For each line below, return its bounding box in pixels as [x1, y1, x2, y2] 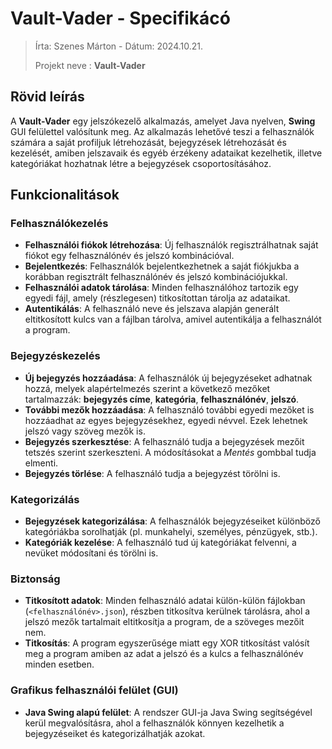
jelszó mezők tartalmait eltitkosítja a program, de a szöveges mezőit [24, 616, 305, 628]
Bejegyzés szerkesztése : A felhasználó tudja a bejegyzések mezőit [24, 435, 305, 447]
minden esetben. [24, 658, 95, 671]
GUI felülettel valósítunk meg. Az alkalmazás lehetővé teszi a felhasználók [10, 125, 315, 137]
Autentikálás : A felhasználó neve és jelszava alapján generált [24, 303, 280, 315]
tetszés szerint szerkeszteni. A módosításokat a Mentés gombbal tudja [24, 446, 317, 458]
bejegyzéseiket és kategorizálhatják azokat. [24, 727, 206, 739]
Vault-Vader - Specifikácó [10, 7, 231, 30]
